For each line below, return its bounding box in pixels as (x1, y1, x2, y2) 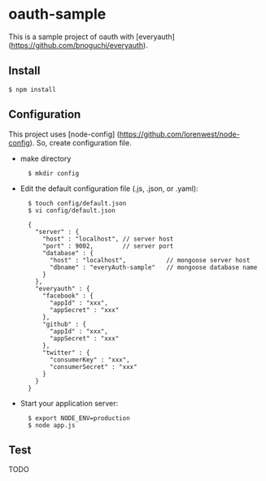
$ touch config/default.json (28, 199, 127, 207)
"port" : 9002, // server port (41, 241, 174, 250)
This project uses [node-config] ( (8, 129, 120, 139)
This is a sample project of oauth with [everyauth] (8, 32, 175, 41)
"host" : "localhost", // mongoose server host (50, 256, 251, 264)
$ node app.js (28, 421, 76, 429)
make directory (20, 154, 72, 163)
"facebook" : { (41, 292, 94, 300)
